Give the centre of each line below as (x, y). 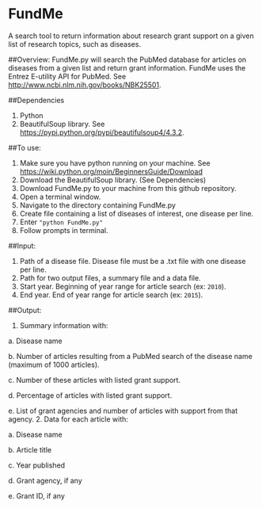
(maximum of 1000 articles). (54, 365)
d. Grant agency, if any (46, 480)
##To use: (25, 147)
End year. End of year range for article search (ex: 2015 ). (111, 295)
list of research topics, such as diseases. (74, 44)
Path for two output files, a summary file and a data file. (110, 277)
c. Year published (37, 465)
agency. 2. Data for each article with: (68, 419)
